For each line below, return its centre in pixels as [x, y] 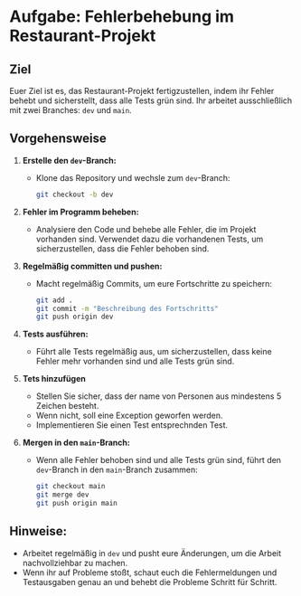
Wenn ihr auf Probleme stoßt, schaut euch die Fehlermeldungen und [150, 572]
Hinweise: [38, 531]
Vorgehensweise [58, 139]
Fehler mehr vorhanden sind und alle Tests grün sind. [135, 361]
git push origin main [76, 504]
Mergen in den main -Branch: [76, 443]
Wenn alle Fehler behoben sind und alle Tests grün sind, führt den [159, 460]
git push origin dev [75, 317]
